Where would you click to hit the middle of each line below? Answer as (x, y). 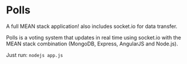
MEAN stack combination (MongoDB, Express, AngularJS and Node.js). (92, 44)
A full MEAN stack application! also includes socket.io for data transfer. (92, 26)
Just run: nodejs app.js (35, 55)
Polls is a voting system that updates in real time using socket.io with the (94, 37)
